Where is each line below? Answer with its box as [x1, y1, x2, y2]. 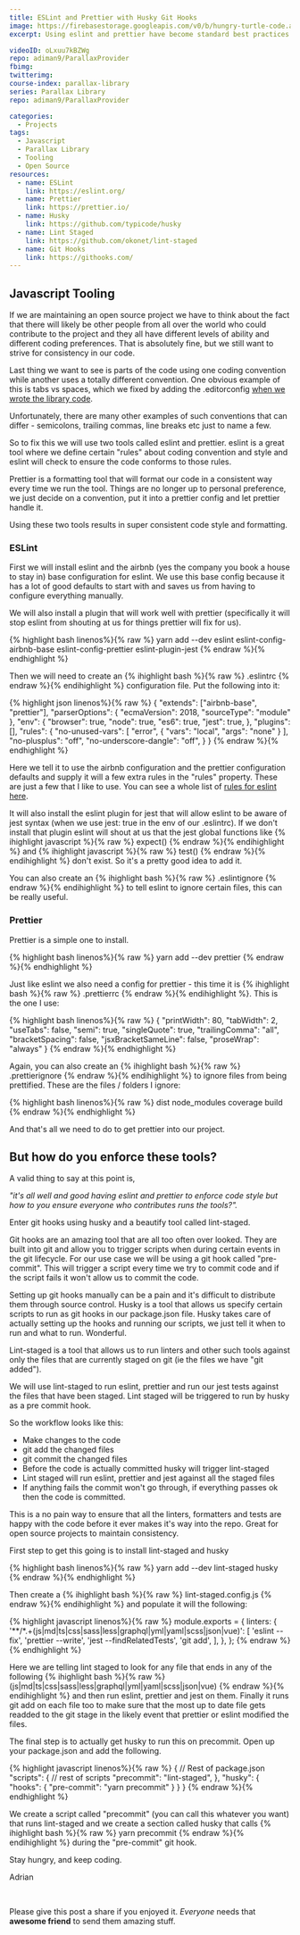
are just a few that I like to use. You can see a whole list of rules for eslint [9, 781, 277, 792]
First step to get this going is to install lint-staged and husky [9, 1546, 229, 1556]
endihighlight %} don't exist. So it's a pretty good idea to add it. [9, 855, 243, 866]
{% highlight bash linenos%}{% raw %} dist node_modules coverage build [9, 1097, 283, 1107]
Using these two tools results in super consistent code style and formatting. [9, 520, 288, 530]
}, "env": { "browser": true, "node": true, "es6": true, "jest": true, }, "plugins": [9, 716, 291, 728]
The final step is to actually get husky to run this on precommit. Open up [9, 1736, 275, 1747]
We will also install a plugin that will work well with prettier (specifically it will [9, 608, 290, 619]
